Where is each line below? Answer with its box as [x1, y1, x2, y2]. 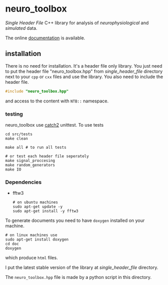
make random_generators [5, 162, 55, 167]
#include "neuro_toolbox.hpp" [5, 89, 69, 94]
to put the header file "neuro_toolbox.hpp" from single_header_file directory [5, 68, 163, 74]
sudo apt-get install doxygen [5, 237, 69, 242]
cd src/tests [5, 132, 33, 137]
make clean [5, 136, 28, 141]
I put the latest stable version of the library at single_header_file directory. [5, 264, 158, 270]
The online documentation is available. [5, 35, 86, 41]
